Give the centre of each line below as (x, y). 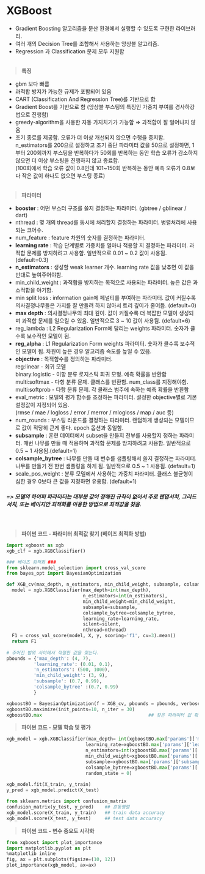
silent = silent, (102, 624)
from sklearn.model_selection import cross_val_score (76, 568)
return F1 (24, 641)
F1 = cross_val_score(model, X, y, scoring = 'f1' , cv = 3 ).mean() (94, 636)
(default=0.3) (32, 260)
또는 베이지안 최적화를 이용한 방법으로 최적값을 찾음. (81, 504)
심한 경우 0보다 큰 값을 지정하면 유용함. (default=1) (76, 481)
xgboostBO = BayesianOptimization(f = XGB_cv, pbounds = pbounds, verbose (103, 704)
